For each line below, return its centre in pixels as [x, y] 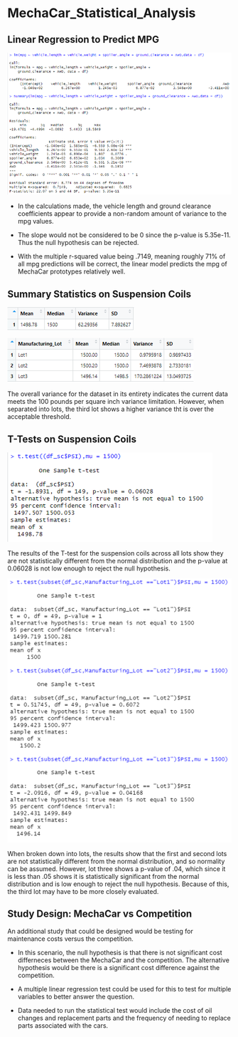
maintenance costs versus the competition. [70, 939]
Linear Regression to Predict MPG [83, 40]
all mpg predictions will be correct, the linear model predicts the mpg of [122, 264]
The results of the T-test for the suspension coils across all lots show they [115, 553]
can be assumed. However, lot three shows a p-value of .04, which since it [117, 869]
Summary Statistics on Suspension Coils [99, 294]
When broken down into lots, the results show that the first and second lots [117, 853]
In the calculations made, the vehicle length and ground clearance [114, 206]
